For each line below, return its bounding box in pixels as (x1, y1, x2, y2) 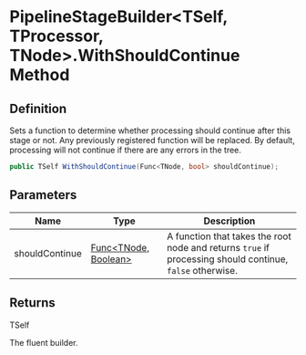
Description (203, 214, 256, 227)
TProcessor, (9, 26, 104, 47)
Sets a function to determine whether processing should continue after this (9, 125, 291, 136)
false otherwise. (167, 264, 239, 277)
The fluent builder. (9, 337, 79, 348)
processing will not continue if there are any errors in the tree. (9, 144, 241, 155)
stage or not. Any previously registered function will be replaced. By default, (9, 135, 296, 145)
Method (9, 65, 70, 86)
